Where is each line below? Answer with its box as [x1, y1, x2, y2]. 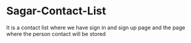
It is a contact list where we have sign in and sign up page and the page [6, 24, 186, 31]
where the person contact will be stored [6, 30, 106, 37]
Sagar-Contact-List [6, 4, 106, 18]
